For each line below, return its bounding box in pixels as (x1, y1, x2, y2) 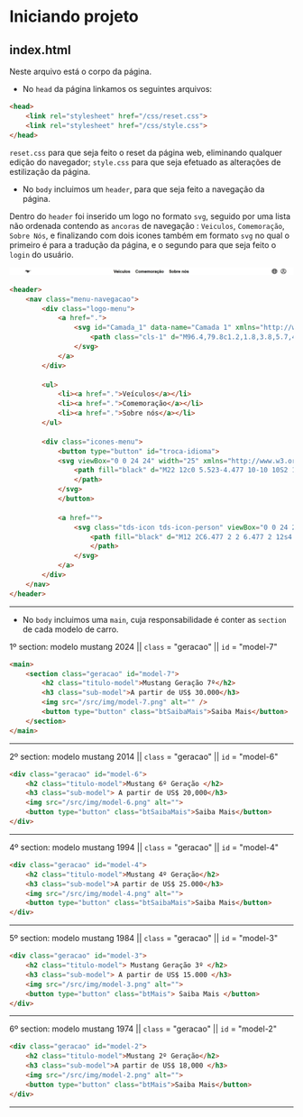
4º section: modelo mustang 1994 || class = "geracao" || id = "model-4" (9, 841, 280, 853)
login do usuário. (9, 249, 74, 260)
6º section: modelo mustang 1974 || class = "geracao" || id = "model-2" (9, 1023, 278, 1034)
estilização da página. (9, 166, 91, 177)
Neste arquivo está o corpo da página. (9, 66, 151, 77)
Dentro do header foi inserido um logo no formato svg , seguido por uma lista (9, 210, 291, 222)
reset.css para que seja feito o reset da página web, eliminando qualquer (9, 147, 282, 158)
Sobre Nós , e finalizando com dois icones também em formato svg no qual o (9, 230, 290, 241)
